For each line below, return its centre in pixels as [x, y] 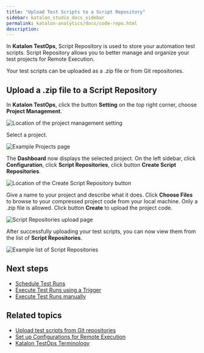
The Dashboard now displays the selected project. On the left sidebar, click [101, 158]
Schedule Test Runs [40, 283]
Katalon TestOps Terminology [52, 343]
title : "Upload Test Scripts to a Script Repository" [76, 12]
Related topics [34, 316]
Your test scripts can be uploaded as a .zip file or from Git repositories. [95, 71]
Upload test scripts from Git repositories [65, 330]
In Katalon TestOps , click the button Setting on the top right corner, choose [102, 105]
